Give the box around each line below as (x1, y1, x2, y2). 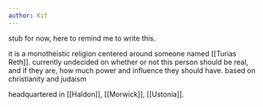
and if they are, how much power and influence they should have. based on (8, 65, 257, 75)
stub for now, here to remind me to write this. (8, 33, 156, 43)
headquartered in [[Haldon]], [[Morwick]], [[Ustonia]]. (8, 89, 185, 99)
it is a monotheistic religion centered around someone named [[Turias (8, 48, 237, 58)
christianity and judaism (8, 74, 87, 83)
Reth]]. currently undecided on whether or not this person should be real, (8, 57, 249, 67)
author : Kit (8, 11, 48, 20)
